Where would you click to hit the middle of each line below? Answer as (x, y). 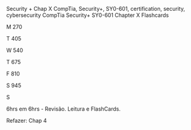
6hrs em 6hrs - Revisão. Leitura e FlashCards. (64, 109)
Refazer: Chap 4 (27, 121)
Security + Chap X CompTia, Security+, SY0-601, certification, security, (96, 9)
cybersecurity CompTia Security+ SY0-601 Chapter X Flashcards (88, 15)
